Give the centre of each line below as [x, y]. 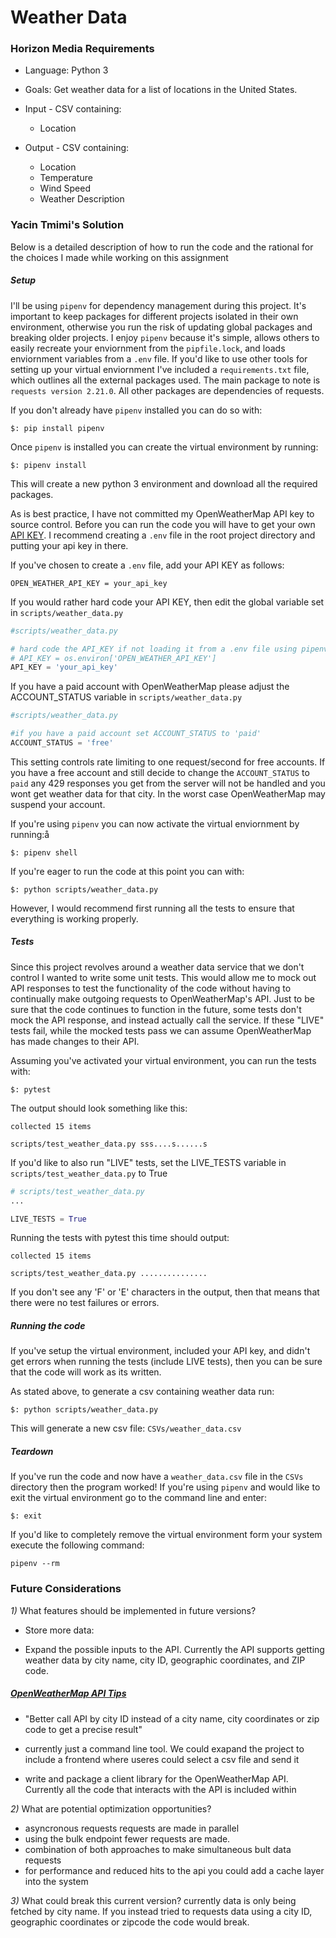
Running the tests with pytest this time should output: [120, 1238]
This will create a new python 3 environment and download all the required [164, 483]
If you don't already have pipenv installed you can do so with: [136, 410]
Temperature [66, 178]
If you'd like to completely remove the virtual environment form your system [166, 1535]
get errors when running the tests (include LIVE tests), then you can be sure [166, 1362]
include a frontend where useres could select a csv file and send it [162, 1759]
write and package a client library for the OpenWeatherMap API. [156, 1778]
